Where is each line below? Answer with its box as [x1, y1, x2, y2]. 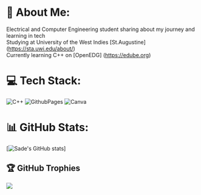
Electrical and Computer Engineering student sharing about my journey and [6, 26, 196, 33]
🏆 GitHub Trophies [6, 163, 81, 174]
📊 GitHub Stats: [6, 121, 89, 134]
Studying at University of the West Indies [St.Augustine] [6, 38, 146, 46]
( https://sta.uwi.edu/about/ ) [6, 45, 76, 52]
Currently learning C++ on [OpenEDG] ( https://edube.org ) [6, 51, 151, 58]
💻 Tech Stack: [6, 74, 81, 87]
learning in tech [6, 32, 46, 39]
